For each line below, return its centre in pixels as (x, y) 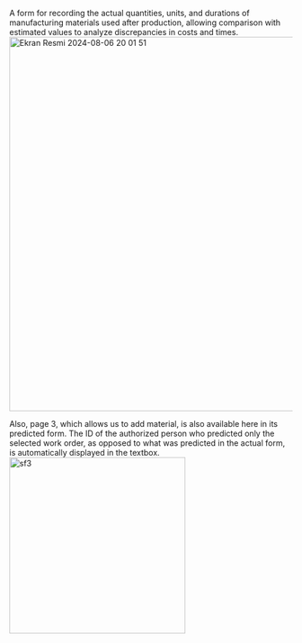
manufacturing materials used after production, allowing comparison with (145, 23)
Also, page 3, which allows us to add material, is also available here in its (144, 424)
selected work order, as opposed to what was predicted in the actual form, (147, 443)
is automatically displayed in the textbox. (84, 453)
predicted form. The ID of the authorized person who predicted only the (142, 433)
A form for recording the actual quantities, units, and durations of (129, 13)
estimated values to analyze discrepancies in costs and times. (124, 32)
